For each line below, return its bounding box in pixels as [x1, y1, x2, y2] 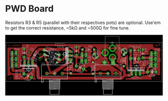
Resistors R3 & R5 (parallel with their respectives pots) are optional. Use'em [5, 19, 161, 25]
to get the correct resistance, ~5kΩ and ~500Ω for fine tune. [5, 24, 130, 30]
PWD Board [5, 3, 54, 14]
